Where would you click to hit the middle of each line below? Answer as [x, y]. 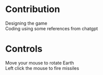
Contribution [33, 9]
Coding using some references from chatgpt [52, 28]
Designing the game [26, 23]
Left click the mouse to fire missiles [42, 68]
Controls [24, 49]
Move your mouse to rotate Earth [40, 63]
